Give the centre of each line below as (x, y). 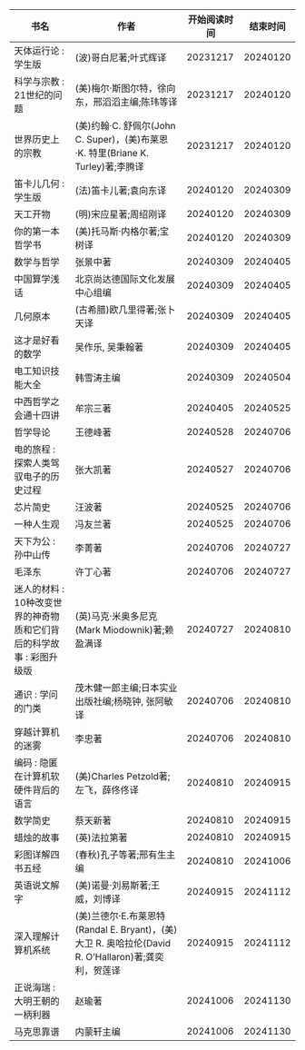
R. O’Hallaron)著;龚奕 (119, 957)
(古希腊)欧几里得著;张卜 (125, 310)
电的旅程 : (35, 449)
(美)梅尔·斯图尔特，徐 (121, 88)
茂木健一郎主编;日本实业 (126, 688)
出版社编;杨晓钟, (109, 701)
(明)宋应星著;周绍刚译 (121, 214)
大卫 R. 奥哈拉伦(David (123, 943)
